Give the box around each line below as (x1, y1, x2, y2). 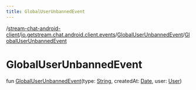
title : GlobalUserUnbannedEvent (6, 8, 85, 15)
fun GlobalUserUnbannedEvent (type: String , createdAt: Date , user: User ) (6, 77, 182, 84)
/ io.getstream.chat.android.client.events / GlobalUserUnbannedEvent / (19, 31, 185, 38)
